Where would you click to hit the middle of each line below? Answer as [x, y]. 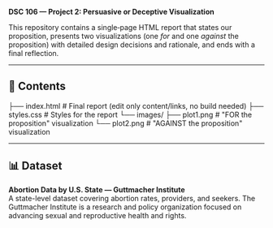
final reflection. [34, 53]
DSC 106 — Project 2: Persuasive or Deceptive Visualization [111, 12]
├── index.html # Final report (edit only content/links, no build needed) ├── [136, 105]
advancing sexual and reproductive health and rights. [97, 215]
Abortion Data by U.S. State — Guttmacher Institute [97, 189]
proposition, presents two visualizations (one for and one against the [124, 36]
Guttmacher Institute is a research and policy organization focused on [125, 207]
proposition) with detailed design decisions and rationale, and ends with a [132, 45]
